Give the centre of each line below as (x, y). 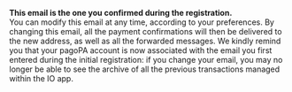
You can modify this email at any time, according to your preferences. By (142, 22)
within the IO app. (41, 78)
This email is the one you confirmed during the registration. (121, 13)
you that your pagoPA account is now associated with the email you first (141, 50)
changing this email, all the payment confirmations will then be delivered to (146, 31)
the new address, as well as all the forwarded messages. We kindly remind (145, 41)
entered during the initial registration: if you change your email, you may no (146, 60)
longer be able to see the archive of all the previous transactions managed (145, 69)
